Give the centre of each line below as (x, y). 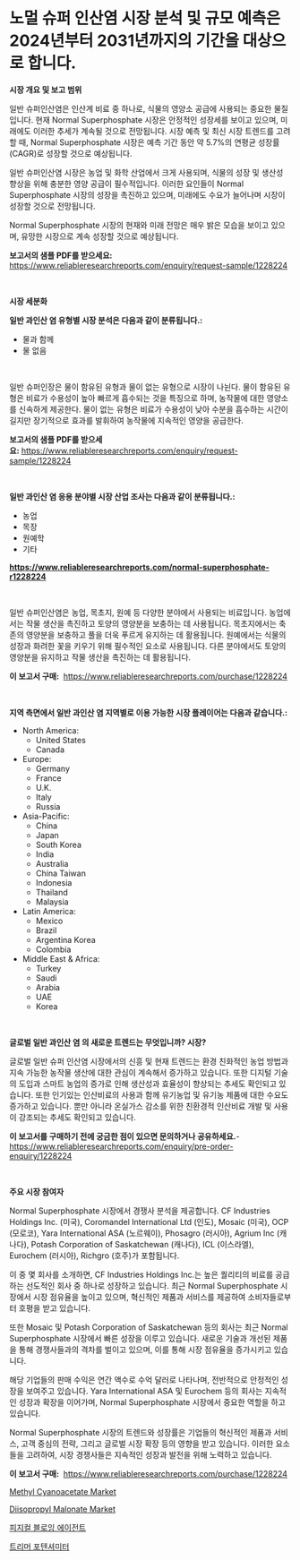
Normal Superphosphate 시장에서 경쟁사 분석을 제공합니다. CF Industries (140, 1211)
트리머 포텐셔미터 (39, 1547)
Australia (52, 863)
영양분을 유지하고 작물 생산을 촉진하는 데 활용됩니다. (100, 657)
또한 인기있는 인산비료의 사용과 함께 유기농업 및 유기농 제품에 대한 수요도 (162, 1094)
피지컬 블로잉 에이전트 (48, 1527)
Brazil (46, 930)
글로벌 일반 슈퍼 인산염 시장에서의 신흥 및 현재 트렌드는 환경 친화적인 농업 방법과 (149, 1061)
